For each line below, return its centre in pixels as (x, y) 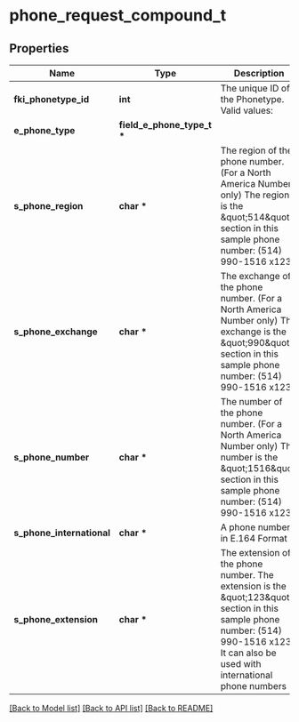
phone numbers (254, 686)
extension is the (253, 586)
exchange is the (254, 332)
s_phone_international (62, 533)
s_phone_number (52, 457)
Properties (39, 48)
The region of (249, 150)
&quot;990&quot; (256, 343)
